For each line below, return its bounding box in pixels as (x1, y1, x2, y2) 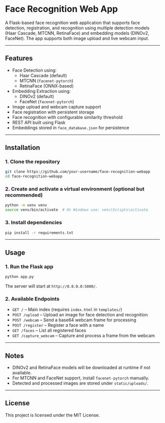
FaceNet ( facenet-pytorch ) (19, 98, 75, 104)
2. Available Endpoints (5, 295, 60, 302)
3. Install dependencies (5, 219, 62, 226)
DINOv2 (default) (19, 93, 55, 99)
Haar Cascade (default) (19, 72, 67, 78)
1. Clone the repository (5, 158, 60, 165)
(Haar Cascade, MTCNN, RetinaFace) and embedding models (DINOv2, (5, 30, 149, 36)
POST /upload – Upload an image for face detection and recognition (12, 312, 148, 318)
